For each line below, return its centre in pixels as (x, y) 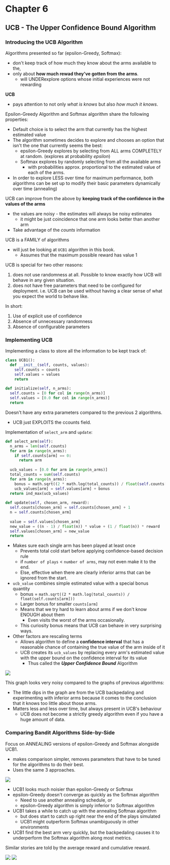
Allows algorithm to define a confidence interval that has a (82, 642)
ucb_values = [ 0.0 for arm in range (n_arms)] (59, 470)
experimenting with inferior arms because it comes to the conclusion (84, 698)
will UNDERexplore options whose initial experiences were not (85, 79)
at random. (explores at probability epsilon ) (65, 156)
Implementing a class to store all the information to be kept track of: (76, 351)
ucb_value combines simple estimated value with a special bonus (80, 583)
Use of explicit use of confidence (47, 316)
